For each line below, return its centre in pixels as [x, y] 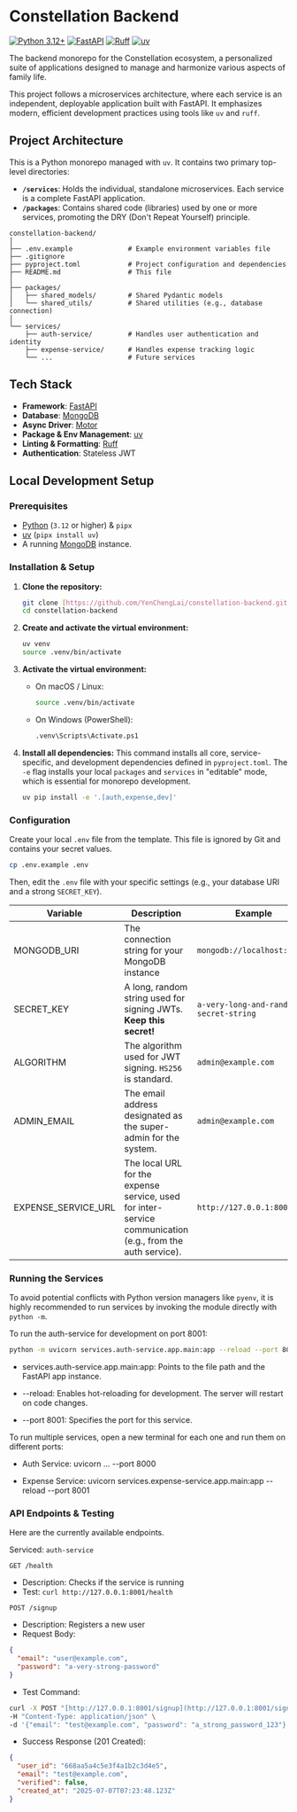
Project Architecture [66, 141]
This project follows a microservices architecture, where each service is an [146, 94]
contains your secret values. [61, 848]
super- [155, 1126]
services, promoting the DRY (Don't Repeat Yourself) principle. [136, 217]
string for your [154, 950]
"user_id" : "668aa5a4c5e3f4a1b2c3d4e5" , [92, 1766]
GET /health [31, 1566]
